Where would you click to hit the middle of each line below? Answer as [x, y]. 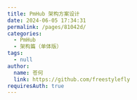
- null [23, 60]
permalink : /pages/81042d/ [47, 27]
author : [19, 66]
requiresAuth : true [36, 86]
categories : [25, 33]
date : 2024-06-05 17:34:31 [47, 20]
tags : [15, 54]
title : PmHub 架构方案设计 [44, 14]
